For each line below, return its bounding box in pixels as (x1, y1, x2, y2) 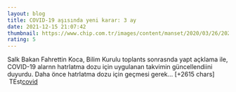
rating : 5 (7, 36, 37, 43)
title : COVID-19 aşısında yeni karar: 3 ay (7, 17, 137, 24)
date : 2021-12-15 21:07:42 (7, 23, 86, 30)
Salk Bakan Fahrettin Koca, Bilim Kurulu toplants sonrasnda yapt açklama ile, (7, 55, 228, 63)
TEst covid (8, 77, 39, 86)
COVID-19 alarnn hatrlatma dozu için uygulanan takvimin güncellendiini (7, 63, 213, 71)
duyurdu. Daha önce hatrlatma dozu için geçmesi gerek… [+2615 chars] (7, 70, 215, 79)
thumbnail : (7, 29, 39, 37)
